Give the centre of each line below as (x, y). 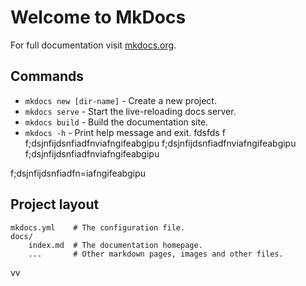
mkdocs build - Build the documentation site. (116, 122)
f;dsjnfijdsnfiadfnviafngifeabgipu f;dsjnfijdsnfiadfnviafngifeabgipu (160, 143)
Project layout (55, 204)
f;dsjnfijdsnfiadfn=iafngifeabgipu (78, 173)
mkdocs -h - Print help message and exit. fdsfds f (125, 132)
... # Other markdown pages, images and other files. (156, 254)
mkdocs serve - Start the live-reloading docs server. (130, 111)
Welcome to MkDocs (98, 17)
